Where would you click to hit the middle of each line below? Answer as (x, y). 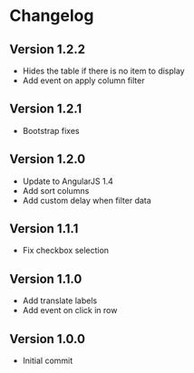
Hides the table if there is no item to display (103, 71)
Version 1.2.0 (48, 159)
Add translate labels (60, 301)
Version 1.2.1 (46, 109)
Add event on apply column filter (83, 81)
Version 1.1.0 (46, 278)
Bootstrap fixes (51, 130)
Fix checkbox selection (66, 251)
